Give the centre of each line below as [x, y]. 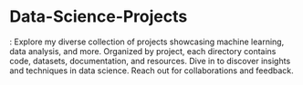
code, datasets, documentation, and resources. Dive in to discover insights [150, 61]
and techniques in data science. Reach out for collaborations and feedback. [151, 71]
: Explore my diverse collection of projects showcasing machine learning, [147, 42]
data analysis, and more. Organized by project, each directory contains [143, 51]
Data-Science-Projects [99, 17]
